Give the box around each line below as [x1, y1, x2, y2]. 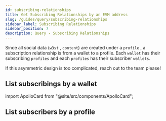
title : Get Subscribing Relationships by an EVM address [5, 12, 128, 17]
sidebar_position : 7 [5, 26, 49, 31]
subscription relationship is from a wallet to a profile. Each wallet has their [5, 50, 160, 56]
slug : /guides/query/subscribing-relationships [5, 17, 108, 22]
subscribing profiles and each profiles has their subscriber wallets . [5, 55, 151, 61]
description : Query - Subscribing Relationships [5, 31, 110, 36]
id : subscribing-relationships [5, 7, 71, 13]
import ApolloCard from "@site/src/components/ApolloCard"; [5, 93, 133, 99]
